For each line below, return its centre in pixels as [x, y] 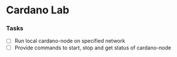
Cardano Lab [38, 10]
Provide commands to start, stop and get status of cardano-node [93, 48]
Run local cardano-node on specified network [70, 41]
